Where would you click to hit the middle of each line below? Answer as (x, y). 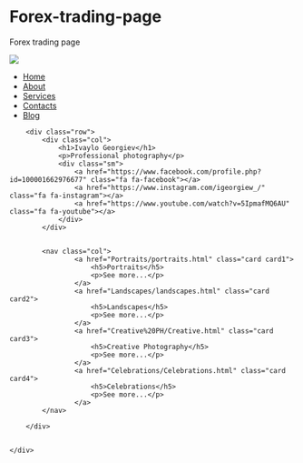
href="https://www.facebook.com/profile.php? (174, 171)
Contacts (39, 106)
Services (39, 96)
